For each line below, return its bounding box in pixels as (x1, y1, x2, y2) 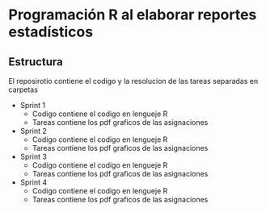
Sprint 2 (19, 127, 47, 135)
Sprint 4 (19, 177, 47, 187)
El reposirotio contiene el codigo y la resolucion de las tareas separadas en (8, 77, 259, 85)
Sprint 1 (19, 101, 46, 110)
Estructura (8, 55, 63, 69)
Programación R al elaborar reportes (8, 6, 257, 24)
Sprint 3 (19, 152, 47, 161)
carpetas (8, 85, 39, 94)
